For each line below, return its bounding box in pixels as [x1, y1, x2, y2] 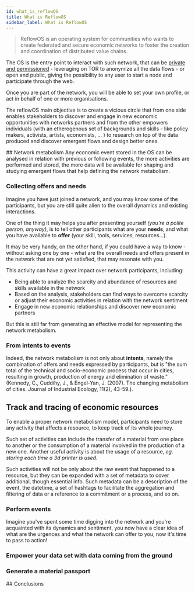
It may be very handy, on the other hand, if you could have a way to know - [6, 243, 186, 250]
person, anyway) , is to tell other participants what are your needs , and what [6, 226, 188, 233]
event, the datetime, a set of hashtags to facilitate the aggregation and [6, 484, 175, 491]
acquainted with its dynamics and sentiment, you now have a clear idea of [6, 524, 184, 532]
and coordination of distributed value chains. [20, 48, 128, 55]
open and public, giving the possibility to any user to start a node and [6, 71, 172, 79]
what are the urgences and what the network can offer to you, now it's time [6, 531, 187, 538]
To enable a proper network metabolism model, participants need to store [6, 418, 183, 425]
